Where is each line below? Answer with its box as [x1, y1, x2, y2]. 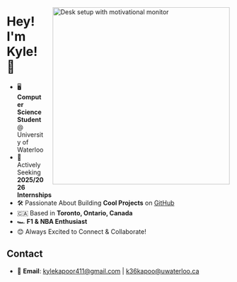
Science [16, 108, 42, 116]
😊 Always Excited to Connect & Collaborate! [16, 227, 146, 236]
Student [16, 115, 42, 123]
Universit [16, 130, 44, 139]
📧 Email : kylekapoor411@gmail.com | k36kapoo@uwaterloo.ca [16, 266, 200, 275]
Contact [6, 248, 43, 260]
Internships [16, 191, 52, 199]
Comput [16, 92, 42, 101]
